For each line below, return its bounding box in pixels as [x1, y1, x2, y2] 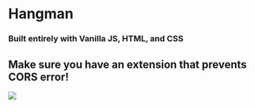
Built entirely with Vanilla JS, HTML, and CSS [8, 33, 184, 44]
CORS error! [8, 70, 70, 83]
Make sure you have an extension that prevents [8, 57, 247, 71]
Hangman [8, 5, 74, 23]
